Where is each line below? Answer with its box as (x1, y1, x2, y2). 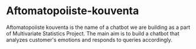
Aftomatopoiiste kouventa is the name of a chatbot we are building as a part (6, 24, 191, 31)
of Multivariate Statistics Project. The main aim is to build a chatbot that (6, 30, 180, 37)
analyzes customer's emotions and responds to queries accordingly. (6, 36, 173, 43)
